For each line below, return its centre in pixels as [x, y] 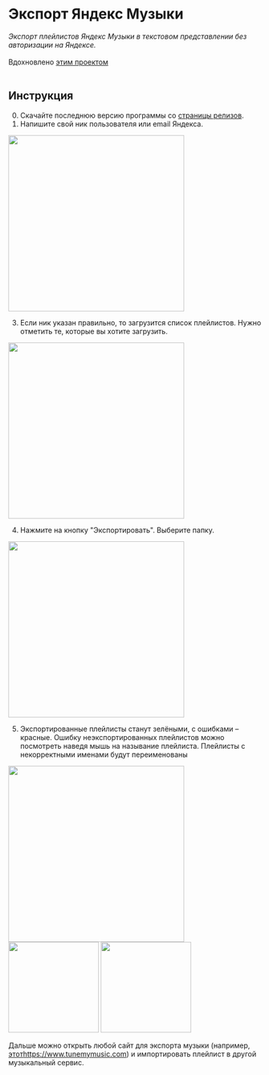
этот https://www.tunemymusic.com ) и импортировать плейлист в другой [132, 1054]
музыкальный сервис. [46, 1062]
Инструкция [41, 96]
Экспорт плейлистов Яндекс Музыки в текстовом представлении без [128, 36]
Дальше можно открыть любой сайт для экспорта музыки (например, [129, 1045]
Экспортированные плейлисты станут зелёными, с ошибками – [129, 729]
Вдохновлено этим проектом [58, 62]
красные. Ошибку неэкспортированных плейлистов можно [122, 737]
